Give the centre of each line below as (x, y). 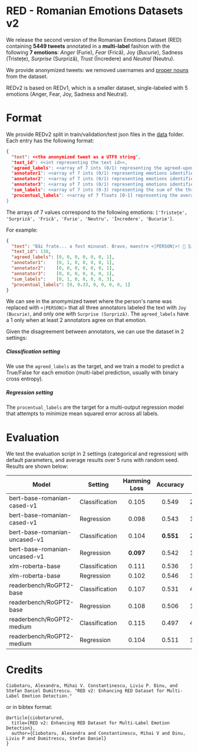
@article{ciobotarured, (35, 718)
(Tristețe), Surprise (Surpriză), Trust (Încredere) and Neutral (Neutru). (90, 58)
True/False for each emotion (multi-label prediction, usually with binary (92, 373)
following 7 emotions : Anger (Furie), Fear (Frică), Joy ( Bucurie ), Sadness (95, 52)
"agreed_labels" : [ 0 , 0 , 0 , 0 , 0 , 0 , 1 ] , (63, 257)
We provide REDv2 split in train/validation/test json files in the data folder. (95, 134)
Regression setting (30, 392)
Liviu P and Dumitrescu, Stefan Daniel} (57, 739)
